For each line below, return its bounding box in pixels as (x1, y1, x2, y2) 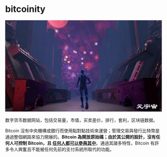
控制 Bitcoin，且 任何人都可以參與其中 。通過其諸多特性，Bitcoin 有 (18, 140, 155, 146)
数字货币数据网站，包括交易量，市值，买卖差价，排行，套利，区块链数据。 (5, 117, 158, 123)
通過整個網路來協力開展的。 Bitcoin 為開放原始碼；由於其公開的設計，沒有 (5, 134, 156, 140)
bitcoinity (5, 3, 46, 15)
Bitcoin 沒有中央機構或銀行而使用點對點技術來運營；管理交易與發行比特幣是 (5, 128, 160, 134)
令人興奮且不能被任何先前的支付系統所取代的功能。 (9, 147, 114, 152)
